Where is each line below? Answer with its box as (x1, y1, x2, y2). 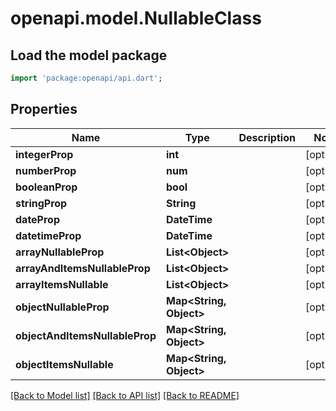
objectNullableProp (15, 300, 110, 314)
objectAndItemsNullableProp (15, 328, 157, 342)
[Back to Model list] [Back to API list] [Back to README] (10, 389, 240, 401)
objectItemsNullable (15, 357, 114, 371)
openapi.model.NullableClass (10, 7, 262, 30)
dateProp (15, 212, 60, 226)
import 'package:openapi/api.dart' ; (10, 73, 163, 83)
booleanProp (15, 180, 78, 194)
